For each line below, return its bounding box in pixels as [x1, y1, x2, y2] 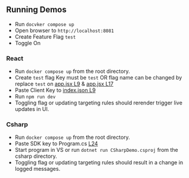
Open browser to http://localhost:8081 [14, 27, 114, 34]
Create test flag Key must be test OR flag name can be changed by [14, 74, 182, 81]
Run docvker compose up [14, 20, 75, 27]
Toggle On [14, 39, 41, 46]
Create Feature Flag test [14, 33, 76, 40]
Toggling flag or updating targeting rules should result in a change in [14, 159, 184, 166]
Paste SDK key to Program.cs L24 [14, 140, 98, 147]
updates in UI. [14, 106, 49, 113]
